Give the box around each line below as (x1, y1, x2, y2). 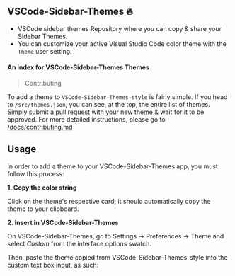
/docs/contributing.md (7, 123, 73, 132)
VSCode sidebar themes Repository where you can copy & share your (17, 24, 222, 33)
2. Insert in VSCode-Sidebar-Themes (7, 218, 119, 226)
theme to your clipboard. (7, 205, 79, 213)
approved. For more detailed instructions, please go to (7, 115, 166, 124)
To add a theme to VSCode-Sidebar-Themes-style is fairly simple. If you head (7, 93, 228, 101)
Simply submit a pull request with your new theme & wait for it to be (7, 108, 205, 116)
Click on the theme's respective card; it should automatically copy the (7, 197, 211, 205)
